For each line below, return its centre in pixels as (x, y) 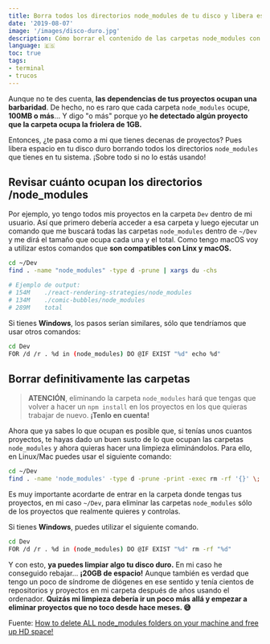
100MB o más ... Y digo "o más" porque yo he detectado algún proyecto (128, 116)
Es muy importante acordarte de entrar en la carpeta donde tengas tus (125, 494)
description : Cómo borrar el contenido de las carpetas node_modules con (135, 38)
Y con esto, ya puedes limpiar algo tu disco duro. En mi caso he (115, 564)
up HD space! (31, 631)
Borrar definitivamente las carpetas (99, 379)
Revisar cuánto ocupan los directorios (105, 182)
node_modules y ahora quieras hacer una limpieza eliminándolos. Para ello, (130, 448)
